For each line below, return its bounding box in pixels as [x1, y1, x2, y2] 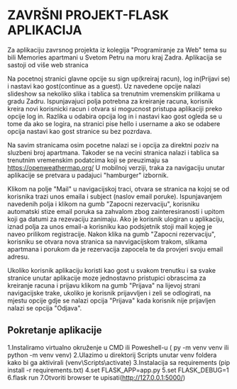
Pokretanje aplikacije [7, 325, 102, 337]
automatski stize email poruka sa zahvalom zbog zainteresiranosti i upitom [7, 207, 225, 215]
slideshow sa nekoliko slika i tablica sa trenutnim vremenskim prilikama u [7, 89, 221, 98]
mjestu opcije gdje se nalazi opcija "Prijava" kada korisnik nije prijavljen [7, 296, 216, 305]
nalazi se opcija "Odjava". [7, 303, 82, 312]
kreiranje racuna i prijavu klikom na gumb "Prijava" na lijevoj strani [7, 281, 201, 290]
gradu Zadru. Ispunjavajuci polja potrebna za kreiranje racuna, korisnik [7, 96, 214, 106]
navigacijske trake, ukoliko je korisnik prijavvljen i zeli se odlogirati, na [7, 288, 211, 297]
